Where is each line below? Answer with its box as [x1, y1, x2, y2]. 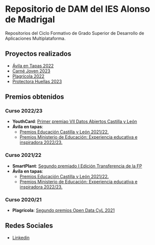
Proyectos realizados [5, 50, 71, 58]
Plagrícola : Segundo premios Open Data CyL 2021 [12, 208, 115, 214]
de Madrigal [5, 14, 55, 25]
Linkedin [12, 235, 30, 241]
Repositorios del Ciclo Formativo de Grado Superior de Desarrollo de [5, 30, 144, 36]
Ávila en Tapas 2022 [12, 62, 54, 68]
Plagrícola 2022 [12, 73, 45, 79]
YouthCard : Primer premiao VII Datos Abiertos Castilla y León [12, 119, 137, 124]
